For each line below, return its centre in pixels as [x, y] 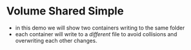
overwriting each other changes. [56, 40]
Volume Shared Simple [65, 11]
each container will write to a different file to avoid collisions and [96, 34]
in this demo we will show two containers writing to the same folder [100, 28]
